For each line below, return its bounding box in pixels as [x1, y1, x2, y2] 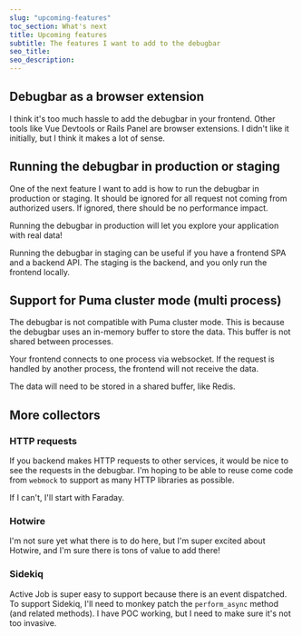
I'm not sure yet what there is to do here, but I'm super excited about [9, 535, 266, 546]
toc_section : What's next [9, 22, 107, 31]
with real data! [9, 229, 63, 241]
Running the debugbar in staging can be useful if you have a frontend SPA [9, 247, 287, 258]
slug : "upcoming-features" [9, 13, 112, 23]
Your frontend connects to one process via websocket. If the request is [9, 353, 275, 364]
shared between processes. [9, 336, 114, 347]
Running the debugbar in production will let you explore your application [9, 220, 279, 231]
